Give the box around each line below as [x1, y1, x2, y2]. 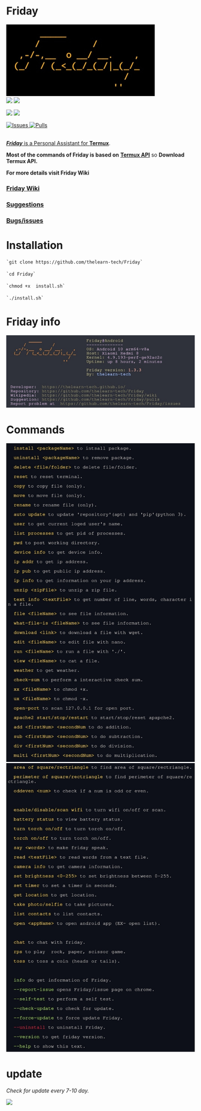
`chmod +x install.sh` [6, 283, 66, 289]
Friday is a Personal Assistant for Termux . [6, 139, 111, 146]
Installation [6, 238, 63, 252]
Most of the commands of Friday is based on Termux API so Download [6, 151, 185, 158]
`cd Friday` [6, 271, 36, 277]
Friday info [6, 315, 61, 328]
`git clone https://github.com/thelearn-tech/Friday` [6, 259, 144, 265]
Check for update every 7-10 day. [6, 1087, 89, 1094]
